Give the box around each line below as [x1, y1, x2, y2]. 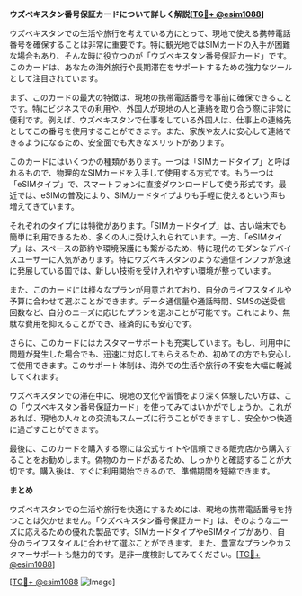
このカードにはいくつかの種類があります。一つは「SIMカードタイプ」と [9, 157, 275, 167]
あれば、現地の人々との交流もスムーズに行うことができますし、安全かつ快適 [9, 413, 293, 423]
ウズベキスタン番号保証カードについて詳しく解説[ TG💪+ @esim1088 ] [9, 9, 265, 19]
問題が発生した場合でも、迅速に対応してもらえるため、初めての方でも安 [9, 348, 277, 359]
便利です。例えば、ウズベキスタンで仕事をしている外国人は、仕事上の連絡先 [9, 114, 292, 125]
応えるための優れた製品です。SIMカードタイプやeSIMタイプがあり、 [24, 527, 278, 537]
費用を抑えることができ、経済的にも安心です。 [24, 319, 198, 329]
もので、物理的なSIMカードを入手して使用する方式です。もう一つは [24, 167, 274, 178]
